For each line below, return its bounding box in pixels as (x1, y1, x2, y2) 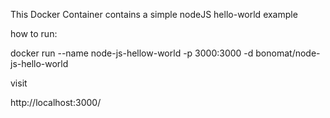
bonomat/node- (255, 47, 321, 59)
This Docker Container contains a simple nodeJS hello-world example (10, 9, 298, 20)
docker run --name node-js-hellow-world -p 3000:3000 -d (10, 47, 254, 59)
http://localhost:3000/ (10, 97, 102, 108)
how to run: (10, 28, 58, 39)
